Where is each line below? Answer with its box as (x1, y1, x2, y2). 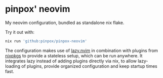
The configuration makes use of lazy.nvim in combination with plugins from (5, 48, 158, 53)
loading (5, 63, 21, 69)
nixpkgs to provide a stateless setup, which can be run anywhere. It (5, 52, 143, 58)
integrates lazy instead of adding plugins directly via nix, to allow (5, 58, 137, 64)
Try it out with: (5, 29, 35, 35)
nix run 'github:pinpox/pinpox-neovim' (5, 38, 87, 44)
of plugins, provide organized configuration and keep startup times (21, 63, 158, 69)
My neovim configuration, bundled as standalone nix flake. (5, 20, 124, 26)
